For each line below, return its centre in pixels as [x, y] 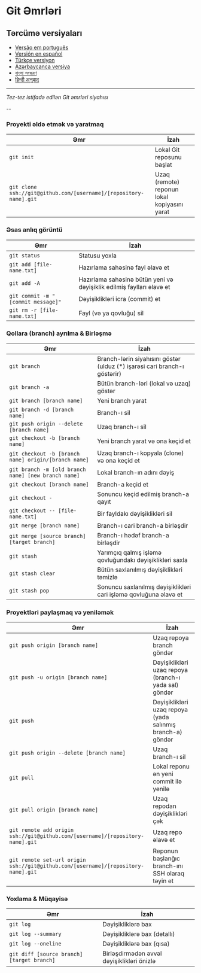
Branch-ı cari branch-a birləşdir [143, 525]
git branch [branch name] [46, 400]
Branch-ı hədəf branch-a [133, 535]
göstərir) [109, 373]
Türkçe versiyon [35, 60]
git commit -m [29, 296]
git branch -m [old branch [48, 469]
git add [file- [31, 264]
